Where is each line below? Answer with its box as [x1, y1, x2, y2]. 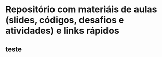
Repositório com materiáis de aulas [5, 4, 157, 15]
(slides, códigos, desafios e [5, 14, 124, 26]
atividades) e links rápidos [5, 25, 120, 36]
